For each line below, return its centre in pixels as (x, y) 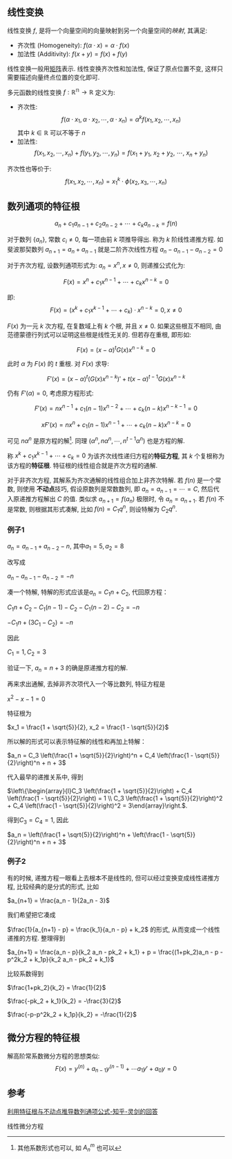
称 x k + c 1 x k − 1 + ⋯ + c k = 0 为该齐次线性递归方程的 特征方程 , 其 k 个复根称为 (116, 456)
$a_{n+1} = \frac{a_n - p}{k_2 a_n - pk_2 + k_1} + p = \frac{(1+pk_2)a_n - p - (115, 952)
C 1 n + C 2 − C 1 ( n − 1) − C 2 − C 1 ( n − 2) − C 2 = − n (74, 608)
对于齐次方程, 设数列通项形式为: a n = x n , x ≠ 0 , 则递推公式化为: (96, 265)
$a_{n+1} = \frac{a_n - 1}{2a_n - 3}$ (59, 900)
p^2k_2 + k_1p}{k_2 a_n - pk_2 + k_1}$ (61, 959)
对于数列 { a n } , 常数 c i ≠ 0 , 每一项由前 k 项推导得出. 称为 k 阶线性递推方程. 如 (115, 240)
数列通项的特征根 (43, 206)
